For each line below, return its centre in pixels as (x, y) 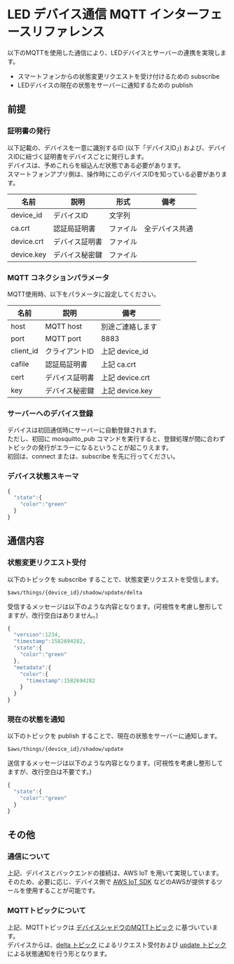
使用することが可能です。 (62, 890)
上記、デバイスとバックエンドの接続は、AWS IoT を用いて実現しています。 (115, 873)
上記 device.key (126, 391)
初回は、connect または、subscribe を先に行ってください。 (93, 456)
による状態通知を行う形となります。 (59, 953)
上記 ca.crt (118, 364)
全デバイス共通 (168, 229)
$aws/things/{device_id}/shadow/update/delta (75, 592)
